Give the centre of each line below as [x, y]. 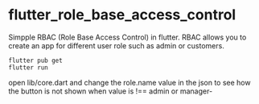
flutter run [28, 67]
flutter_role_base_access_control [122, 15]
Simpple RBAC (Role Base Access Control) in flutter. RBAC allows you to [127, 37]
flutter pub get [35, 60]
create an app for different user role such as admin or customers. [117, 45]
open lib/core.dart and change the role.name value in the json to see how [129, 82]
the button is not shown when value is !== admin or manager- [111, 91]
